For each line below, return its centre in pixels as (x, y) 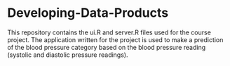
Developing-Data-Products (88, 13)
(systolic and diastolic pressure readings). (68, 55)
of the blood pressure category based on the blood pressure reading (107, 47)
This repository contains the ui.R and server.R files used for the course (109, 32)
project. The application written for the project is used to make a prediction (115, 39)
